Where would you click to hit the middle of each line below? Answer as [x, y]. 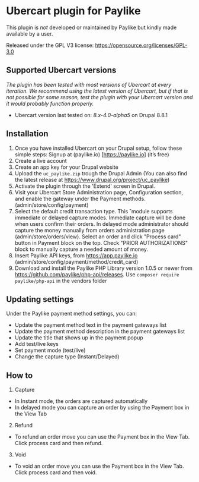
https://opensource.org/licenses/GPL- [141, 45]
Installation [27, 134]
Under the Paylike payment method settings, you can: [72, 314]
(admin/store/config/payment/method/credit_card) [76, 262]
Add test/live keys [37, 344]
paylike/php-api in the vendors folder [61, 281]
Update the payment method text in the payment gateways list [91, 325]
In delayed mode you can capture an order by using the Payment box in [102, 408]
